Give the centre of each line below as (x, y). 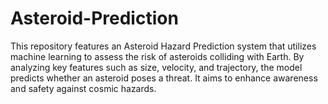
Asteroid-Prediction (94, 18)
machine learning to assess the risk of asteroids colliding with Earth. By (157, 56)
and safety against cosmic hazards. (83, 88)
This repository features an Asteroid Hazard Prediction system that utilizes (163, 46)
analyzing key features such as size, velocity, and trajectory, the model (156, 67)
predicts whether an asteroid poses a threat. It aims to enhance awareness (164, 78)
